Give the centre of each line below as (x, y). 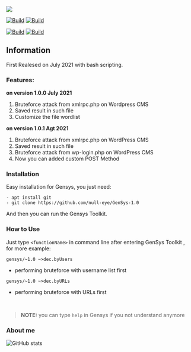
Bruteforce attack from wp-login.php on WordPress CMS (84, 153)
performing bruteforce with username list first (71, 270)
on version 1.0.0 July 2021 (39, 93)
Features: (20, 80)
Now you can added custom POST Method (67, 159)
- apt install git (29, 198)
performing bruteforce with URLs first (61, 292)
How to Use (23, 229)
